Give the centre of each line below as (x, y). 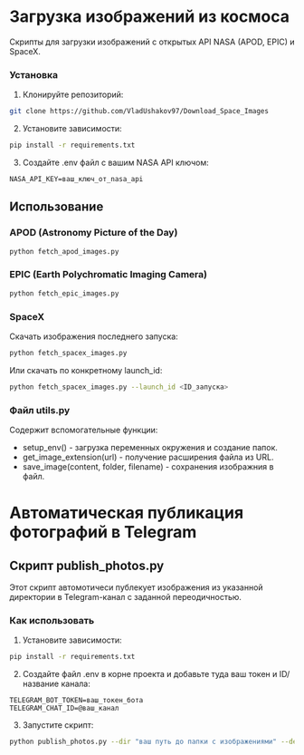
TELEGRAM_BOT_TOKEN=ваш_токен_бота (76, 701)
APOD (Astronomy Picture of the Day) (94, 233)
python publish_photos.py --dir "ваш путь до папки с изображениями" (143, 742)
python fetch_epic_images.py (64, 293)
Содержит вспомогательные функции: (84, 430)
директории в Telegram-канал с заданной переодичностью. (126, 597)
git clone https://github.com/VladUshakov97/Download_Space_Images (139, 111)
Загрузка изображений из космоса (149, 17)
